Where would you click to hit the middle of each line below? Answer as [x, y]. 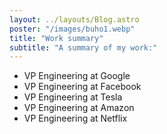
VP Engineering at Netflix [75, 118]
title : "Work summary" [56, 38]
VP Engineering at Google [77, 76]
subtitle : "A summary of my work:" [83, 47]
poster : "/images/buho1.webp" [72, 29]
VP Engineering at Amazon [79, 108]
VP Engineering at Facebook [82, 87]
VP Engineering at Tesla [73, 97]
